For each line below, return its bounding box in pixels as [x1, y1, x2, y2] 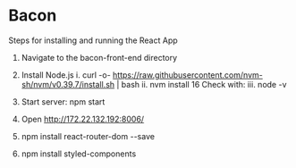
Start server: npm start [21, 96, 106, 107]
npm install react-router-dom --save [21, 130, 156, 141]
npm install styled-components [21, 148, 137, 159]
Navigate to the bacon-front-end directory [21, 52, 178, 63]
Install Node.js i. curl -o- [21, 69, 111, 80]
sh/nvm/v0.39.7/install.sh [21, 79, 115, 89]
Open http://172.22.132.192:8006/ [21, 113, 145, 124]
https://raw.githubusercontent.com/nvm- [112, 69, 263, 80]
